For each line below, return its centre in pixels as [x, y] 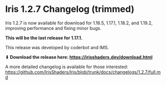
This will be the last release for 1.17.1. [44, 38]
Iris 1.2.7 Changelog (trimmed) [70, 9]
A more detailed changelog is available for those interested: [67, 67]
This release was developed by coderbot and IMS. [57, 47]
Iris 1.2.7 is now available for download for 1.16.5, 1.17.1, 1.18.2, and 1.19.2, [79, 23]
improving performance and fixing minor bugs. [53, 28]
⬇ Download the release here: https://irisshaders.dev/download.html [79, 57]
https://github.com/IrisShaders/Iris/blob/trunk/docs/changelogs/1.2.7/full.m [83, 72]
